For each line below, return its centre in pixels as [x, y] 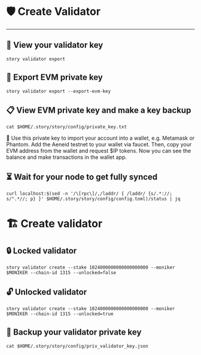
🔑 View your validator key [55, 45]
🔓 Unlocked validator [47, 292]
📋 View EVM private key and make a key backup [99, 110]
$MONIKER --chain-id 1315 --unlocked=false [61, 273]
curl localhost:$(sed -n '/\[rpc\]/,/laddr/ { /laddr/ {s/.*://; [89, 194]
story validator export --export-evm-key [59, 91]
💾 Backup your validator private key [74, 333]
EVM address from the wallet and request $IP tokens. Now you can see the [99, 151]
